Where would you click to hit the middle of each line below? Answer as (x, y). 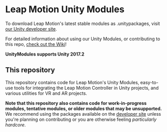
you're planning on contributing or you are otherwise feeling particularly (81, 119)
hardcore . (16, 125)
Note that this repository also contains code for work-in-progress (76, 103)
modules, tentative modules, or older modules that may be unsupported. (83, 109)
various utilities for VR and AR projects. (46, 93)
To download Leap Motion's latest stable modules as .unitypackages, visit (83, 23)
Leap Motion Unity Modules (65, 9)
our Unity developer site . (31, 29)
